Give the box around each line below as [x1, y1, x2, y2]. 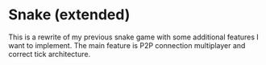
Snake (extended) [8, 6, 131, 24]
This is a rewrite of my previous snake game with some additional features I [8, 32, 260, 42]
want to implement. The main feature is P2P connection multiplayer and [8, 40, 246, 50]
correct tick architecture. [8, 49, 91, 59]
